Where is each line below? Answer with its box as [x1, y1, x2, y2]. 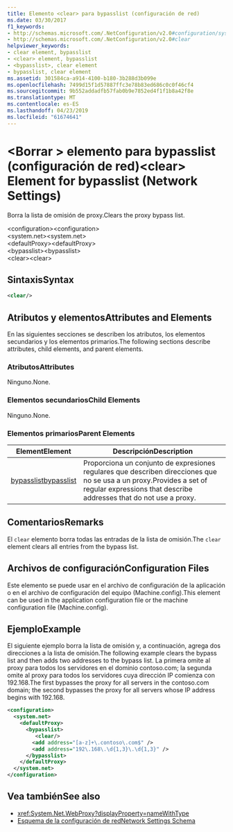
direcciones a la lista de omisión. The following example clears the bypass [7, 649, 217, 658]
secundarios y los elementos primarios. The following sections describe [7, 338, 211, 346]
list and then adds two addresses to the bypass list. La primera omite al [7, 656, 211, 664]
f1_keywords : [7, 23, 45, 30]
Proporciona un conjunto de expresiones [83, 458, 216, 468]
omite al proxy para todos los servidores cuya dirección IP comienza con [7, 671, 215, 680]
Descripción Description [112, 446, 193, 456]
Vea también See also [7, 790, 101, 803]
